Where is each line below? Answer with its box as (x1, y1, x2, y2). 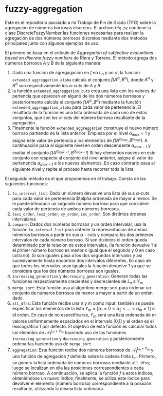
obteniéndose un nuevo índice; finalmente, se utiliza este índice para (12, 375, 150, 381)
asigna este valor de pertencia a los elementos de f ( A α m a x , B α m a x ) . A (12, 137, 148, 143)
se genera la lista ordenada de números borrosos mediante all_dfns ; (12, 359, 151, 365)
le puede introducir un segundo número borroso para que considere (12, 201, 149, 207)
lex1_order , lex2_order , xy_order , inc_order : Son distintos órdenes (12, 211, 146, 217)
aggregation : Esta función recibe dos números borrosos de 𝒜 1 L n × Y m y (12, 346, 154, 354)
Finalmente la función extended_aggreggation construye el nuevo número (12, 125, 159, 131)
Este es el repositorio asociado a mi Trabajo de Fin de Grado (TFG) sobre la (5, 20, 156, 25)
